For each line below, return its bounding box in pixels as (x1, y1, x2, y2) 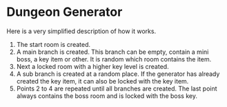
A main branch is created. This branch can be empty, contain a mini (16, 48, 209, 56)
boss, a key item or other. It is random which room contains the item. (16, 55, 212, 63)
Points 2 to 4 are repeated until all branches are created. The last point (16, 84, 218, 93)
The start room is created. (16, 40, 91, 48)
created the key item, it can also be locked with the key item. (16, 77, 189, 85)
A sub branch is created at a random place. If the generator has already (16, 70, 220, 78)
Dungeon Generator (6, 4, 123, 20)
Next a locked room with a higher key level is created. (16, 62, 170, 70)
